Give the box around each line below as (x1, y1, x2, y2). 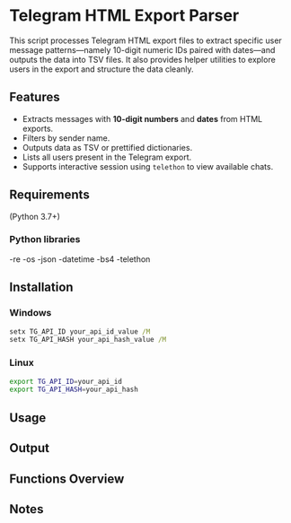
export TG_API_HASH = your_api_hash (9, 385, 139, 395)
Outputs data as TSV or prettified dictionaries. (22, 142, 193, 153)
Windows (9, 307, 52, 319)
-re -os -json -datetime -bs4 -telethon (9, 253, 151, 265)
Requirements (9, 187, 90, 203)
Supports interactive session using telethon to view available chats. (22, 161, 274, 171)
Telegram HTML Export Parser (9, 5, 240, 26)
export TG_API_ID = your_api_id (9, 377, 123, 386)
